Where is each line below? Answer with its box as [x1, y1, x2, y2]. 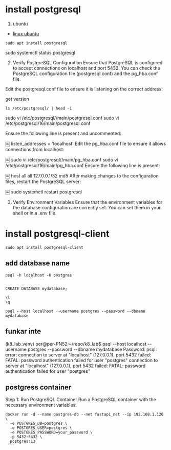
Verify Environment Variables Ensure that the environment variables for [12, 199, 163, 205]
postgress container [5, 383, 72, 391]
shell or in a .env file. [12, 210, 57, 216]
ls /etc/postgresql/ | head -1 [5, 105, 72, 111]
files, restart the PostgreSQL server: [5, 178, 81, 185]
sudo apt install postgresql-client [5, 245, 83, 250]
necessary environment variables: [5, 402, 77, 408]
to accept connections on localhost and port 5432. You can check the [12, 65, 160, 71]
